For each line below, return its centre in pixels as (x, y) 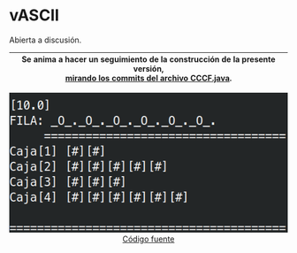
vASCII (34, 15)
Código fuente (148, 239)
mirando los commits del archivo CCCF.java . (148, 78)
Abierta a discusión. (46, 40)
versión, (148, 69)
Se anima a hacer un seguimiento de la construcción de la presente (148, 59)
